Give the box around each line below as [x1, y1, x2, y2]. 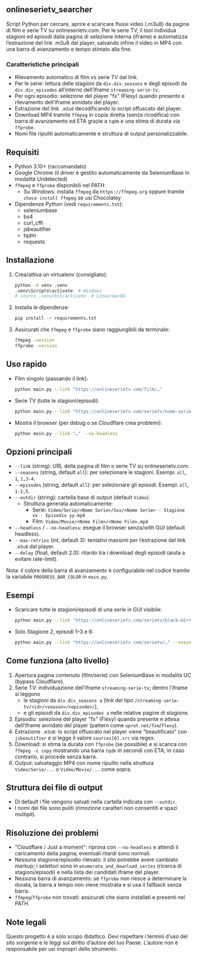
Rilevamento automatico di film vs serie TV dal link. [14, 74, 138, 81]
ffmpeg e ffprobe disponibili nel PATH [14, 181, 105, 188]
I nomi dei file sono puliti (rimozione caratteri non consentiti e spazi [14, 805, 178, 812]
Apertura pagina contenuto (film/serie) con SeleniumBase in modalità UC [14, 671, 192, 678]
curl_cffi [23, 219, 44, 226]
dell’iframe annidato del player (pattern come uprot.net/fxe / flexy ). [14, 721, 178, 728]
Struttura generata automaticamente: [23, 500, 113, 507]
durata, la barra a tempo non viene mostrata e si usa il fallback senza [14, 881, 182, 888]
